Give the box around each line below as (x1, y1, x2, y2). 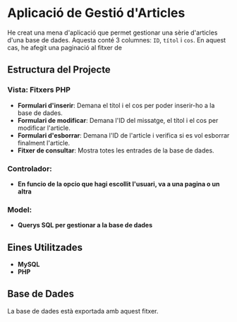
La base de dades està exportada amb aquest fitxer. (7, 306, 159, 315)
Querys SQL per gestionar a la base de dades (17, 221, 153, 229)
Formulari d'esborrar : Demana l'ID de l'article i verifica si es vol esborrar (17, 131, 230, 139)
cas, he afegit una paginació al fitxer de (7, 43, 122, 52)
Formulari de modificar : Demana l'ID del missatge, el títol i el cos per (17, 116, 219, 124)
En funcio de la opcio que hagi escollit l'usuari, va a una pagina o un (17, 179, 220, 188)
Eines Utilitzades (7, 241, 83, 254)
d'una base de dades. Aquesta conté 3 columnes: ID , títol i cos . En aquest (7, 35, 226, 44)
